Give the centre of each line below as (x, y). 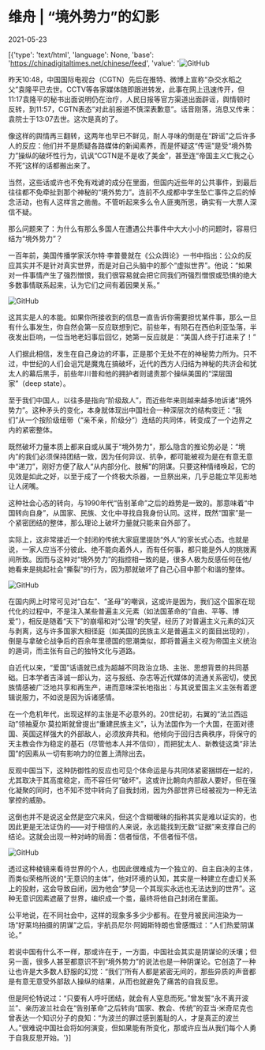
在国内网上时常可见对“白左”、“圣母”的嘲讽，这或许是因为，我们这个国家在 (128, 601)
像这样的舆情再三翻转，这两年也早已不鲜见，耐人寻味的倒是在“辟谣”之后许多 (132, 135)
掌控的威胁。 (29, 799)
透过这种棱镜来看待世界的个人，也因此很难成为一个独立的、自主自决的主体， (132, 868)
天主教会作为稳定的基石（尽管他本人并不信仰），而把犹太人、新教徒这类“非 (129, 743)
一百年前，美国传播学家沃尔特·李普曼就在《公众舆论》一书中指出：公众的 (127, 255)
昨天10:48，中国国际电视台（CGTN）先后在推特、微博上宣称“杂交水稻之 (125, 79)
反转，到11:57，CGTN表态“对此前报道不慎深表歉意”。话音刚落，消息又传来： (132, 109)
